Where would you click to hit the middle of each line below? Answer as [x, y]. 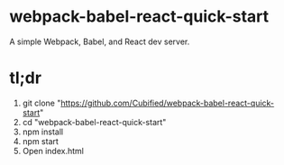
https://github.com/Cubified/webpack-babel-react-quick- [167, 103]
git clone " [41, 103]
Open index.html [53, 151]
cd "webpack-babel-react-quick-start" [94, 122]
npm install [43, 132]
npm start [40, 141]
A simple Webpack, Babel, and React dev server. [100, 41]
